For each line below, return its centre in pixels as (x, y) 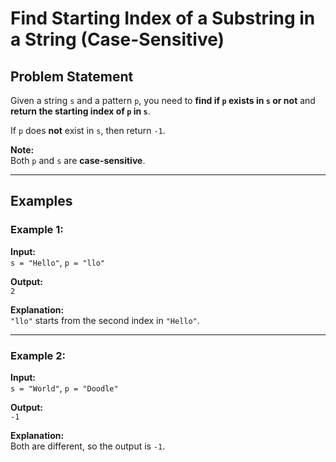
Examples (41, 201)
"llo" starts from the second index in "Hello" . (105, 320)
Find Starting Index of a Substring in (163, 18)
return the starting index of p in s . (80, 111)
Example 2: (38, 355)
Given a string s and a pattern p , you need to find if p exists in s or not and (163, 100)
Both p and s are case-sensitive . (78, 160)
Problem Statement (72, 76)
